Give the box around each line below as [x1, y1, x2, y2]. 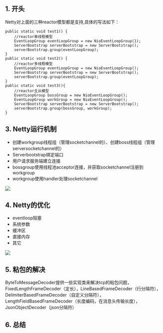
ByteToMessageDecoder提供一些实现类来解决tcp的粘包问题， [5, 280, 132, 286]
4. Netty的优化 [5, 201, 51, 209]
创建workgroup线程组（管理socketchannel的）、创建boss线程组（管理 [12, 139, 155, 145]
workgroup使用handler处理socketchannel [12, 175, 98, 181]
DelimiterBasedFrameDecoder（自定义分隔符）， [5, 292, 104, 298]
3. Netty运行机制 [5, 125, 57, 134]
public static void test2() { [5, 56, 68, 61]
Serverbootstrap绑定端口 [12, 152, 64, 158]
